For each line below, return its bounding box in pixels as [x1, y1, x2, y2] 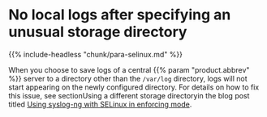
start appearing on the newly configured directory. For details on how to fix [8, 82, 260, 92]
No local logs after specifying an [8, 6, 231, 24]
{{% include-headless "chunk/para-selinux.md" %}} [8, 49, 183, 59]
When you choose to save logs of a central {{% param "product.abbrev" [8, 65, 250, 74]
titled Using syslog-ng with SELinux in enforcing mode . [8, 99, 192, 109]
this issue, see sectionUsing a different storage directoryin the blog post [8, 90, 250, 100]
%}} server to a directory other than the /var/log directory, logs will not [8, 73, 248, 83]
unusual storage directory [8, 23, 187, 41]
